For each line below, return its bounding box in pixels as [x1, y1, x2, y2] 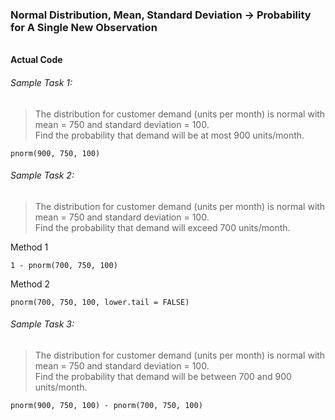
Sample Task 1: [10, 76, 73, 88]
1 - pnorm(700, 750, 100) [10, 260, 118, 270]
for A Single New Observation [10, 20, 158, 34]
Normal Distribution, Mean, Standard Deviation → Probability [10, 8, 312, 22]
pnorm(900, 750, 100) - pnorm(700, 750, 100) [10, 400, 203, 410]
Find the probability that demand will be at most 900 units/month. [34, 129, 305, 141]
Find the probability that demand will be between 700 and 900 [34, 370, 292, 382]
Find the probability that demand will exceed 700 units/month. [34, 221, 291, 233]
